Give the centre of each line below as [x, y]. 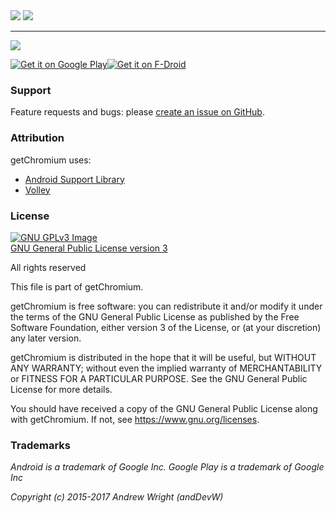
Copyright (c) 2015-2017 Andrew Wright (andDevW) [117, 497]
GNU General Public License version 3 [89, 248]
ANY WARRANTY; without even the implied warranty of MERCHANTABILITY [166, 368]
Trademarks [40, 445]
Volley [37, 190]
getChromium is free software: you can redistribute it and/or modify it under [166, 306]
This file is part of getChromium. [77, 286]
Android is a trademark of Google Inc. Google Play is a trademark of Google [167, 467]
